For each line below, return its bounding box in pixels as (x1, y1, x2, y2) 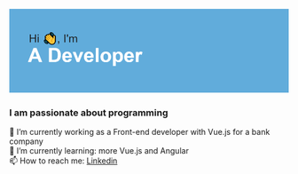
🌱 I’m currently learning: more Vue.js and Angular (9, 146, 189, 156)
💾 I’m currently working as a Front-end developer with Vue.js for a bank (9, 127, 271, 138)
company (9, 136, 44, 146)
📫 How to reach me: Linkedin (9, 155, 118, 166)
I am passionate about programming (9, 107, 169, 119)
